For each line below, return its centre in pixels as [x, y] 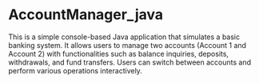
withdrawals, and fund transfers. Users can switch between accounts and [130, 62]
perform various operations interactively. [75, 70]
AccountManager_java [86, 15]
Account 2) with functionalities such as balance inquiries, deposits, [119, 53]
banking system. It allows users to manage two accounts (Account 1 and [127, 45]
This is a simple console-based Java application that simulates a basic [124, 37]
